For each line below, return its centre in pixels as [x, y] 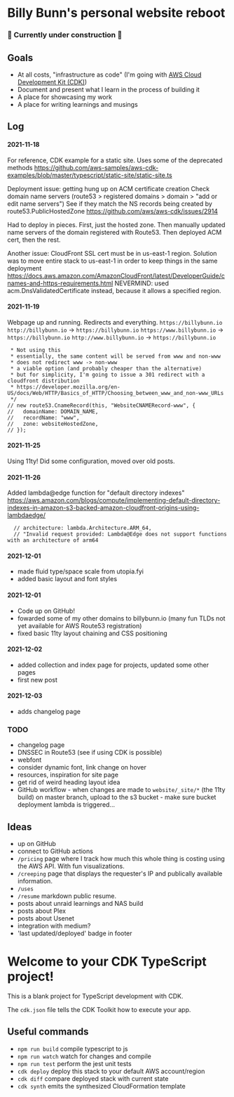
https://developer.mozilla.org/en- [68, 387]
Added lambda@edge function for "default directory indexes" [96, 493]
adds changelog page [49, 711]
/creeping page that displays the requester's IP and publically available [120, 874]
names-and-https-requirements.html [60, 283]
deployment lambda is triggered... [66, 805]
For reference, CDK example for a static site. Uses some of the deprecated [115, 160]
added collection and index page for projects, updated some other [113, 665]
